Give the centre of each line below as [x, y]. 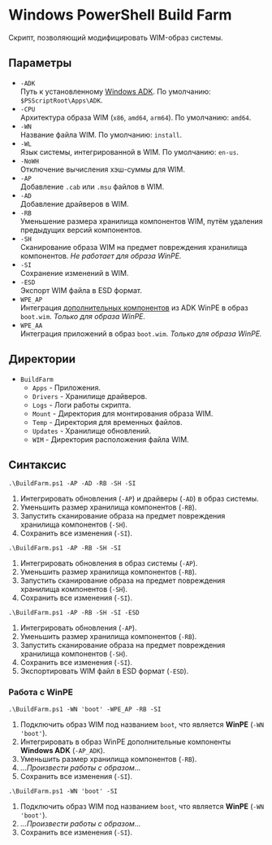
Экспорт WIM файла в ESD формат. [81, 290]
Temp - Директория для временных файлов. [107, 422]
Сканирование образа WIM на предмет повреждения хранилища [134, 247]
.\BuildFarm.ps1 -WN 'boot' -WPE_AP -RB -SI [85, 709]
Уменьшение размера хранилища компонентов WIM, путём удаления [141, 221]
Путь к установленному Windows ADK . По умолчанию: [115, 91]
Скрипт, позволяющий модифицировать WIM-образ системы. [116, 37]
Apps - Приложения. [67, 387]
